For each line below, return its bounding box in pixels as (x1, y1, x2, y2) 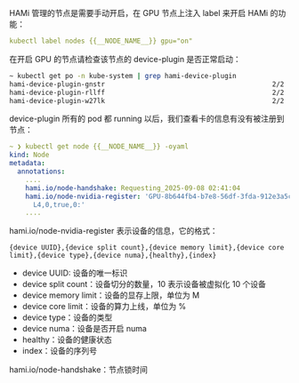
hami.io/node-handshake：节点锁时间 (9, 364, 149, 375)
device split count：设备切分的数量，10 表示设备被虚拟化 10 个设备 (21, 279, 267, 290)
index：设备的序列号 (21, 346, 98, 356)
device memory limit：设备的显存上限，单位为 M (21, 290, 200, 300)
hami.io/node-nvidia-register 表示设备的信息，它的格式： (9, 226, 218, 236)
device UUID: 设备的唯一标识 (21, 267, 128, 278)
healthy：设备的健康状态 (21, 334, 113, 345)
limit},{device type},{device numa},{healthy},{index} (9, 251, 217, 260)
